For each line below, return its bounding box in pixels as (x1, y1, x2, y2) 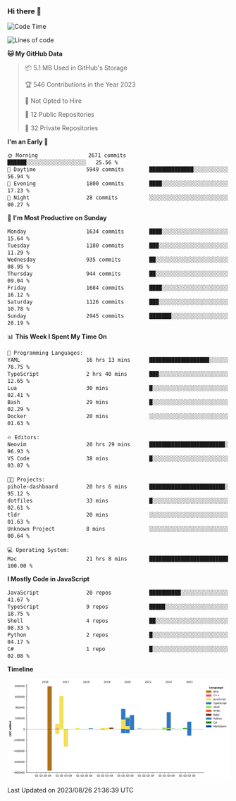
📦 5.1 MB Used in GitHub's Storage (24, 63, 128, 72)
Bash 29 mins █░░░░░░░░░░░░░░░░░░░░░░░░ (7, 399, 229, 406)
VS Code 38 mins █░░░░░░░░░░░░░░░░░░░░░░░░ (7, 455, 229, 462)
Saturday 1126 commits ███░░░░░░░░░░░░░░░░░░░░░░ (7, 298, 229, 305)
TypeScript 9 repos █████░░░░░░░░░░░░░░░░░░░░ (7, 603, 229, 611)
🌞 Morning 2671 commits (7, 152, 127, 159)
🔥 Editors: (7, 434, 40, 441)
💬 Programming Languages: (7, 350, 83, 357)
